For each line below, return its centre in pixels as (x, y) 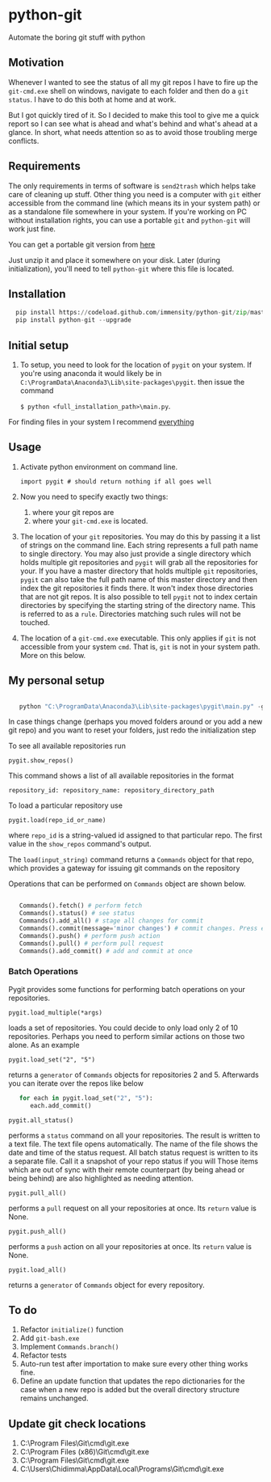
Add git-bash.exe (50, 1338)
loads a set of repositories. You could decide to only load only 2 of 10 (123, 1028)
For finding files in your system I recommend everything (101, 421)
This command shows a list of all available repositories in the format (121, 776)
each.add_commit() (60, 1105)
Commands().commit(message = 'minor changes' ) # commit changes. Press (138, 929)
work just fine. (32, 229)
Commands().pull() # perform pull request (91, 944)
